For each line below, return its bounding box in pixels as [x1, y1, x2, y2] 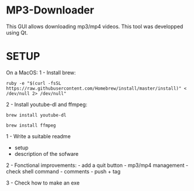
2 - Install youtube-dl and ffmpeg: [6, 101, 88, 108]
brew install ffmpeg [6, 122, 57, 128]
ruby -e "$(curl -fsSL [6, 80, 61, 86]
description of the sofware [14, 150, 79, 157]
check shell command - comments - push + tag [6, 168, 121, 175]
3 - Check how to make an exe [6, 179, 80, 186]
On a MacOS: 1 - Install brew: [6, 69, 76, 76]
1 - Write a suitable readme [6, 132, 71, 139]
